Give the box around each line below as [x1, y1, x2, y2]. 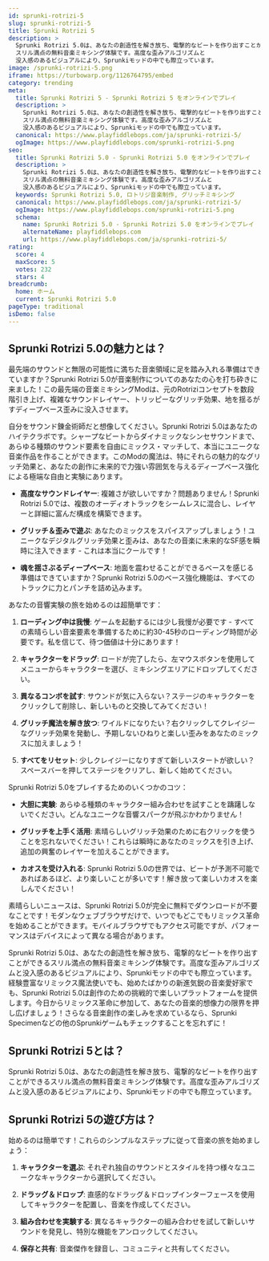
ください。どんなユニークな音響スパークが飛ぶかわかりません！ [34, 809, 244, 819]
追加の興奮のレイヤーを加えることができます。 [19, 847, 174, 857]
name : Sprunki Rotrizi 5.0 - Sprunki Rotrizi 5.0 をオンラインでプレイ [22, 221, 255, 229]
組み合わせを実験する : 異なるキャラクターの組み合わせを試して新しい [19, 1217, 248, 1227]
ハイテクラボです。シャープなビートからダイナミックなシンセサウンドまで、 [8, 432, 259, 441]
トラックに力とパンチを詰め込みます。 [19, 583, 147, 593]
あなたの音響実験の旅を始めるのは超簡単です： [8, 600, 163, 610]
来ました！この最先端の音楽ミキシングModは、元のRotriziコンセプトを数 [8, 384, 248, 394]
